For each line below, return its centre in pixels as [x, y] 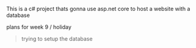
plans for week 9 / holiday [39, 27]
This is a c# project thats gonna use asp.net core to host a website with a [98, 9]
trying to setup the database [57, 39]
